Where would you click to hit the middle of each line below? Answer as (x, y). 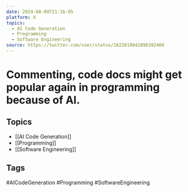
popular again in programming (83, 88)
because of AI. (43, 100)
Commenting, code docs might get (94, 75)
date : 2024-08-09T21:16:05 (40, 12)
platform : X (21, 17)
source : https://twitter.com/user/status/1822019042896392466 (85, 45)
